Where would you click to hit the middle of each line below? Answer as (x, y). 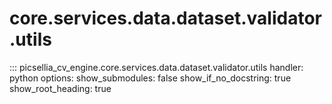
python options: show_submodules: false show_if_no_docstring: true (150, 78)
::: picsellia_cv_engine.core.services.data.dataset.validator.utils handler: (156, 67)
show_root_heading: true (60, 88)
